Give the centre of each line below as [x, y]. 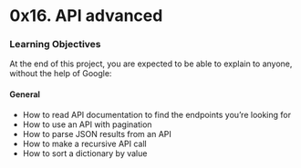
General [25, 94]
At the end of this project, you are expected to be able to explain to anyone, [151, 64]
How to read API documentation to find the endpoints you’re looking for [157, 114]
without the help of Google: [61, 74]
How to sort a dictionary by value [85, 153]
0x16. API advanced [86, 16]
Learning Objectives [56, 44]
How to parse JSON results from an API [97, 133]
